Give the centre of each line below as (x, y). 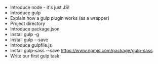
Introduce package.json (35, 29)
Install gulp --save (29, 40)
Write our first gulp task (35, 56)
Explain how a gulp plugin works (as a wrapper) (60, 18)
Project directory (28, 23)
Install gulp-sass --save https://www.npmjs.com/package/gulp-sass (81, 51)
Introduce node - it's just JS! (40, 7)
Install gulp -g (25, 34)
